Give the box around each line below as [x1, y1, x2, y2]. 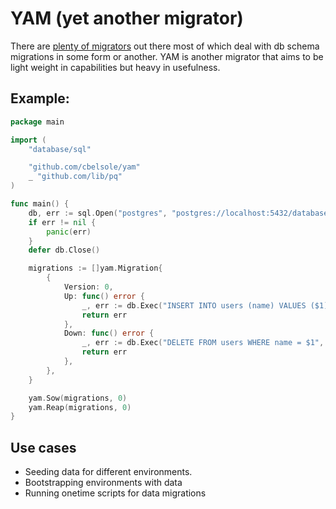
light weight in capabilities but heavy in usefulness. [10, 61, 221, 73]
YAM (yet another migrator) [10, 7, 244, 30]
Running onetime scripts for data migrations [24, 487, 207, 499]
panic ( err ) [46, 227, 92, 237]
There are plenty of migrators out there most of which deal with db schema [10, 40, 320, 52]
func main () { [10, 199, 70, 209]
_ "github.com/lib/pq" [28, 172, 123, 182]
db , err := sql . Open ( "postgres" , [28, 208, 168, 218]
